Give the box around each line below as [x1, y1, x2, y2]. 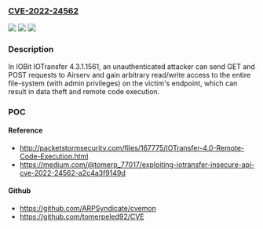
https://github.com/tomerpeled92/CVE [19, 212, 144, 221]
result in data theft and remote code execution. [8, 86, 160, 96]
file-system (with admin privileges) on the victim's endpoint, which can [8, 78, 238, 88]
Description [8, 44, 54, 55]
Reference [8, 125, 43, 135]
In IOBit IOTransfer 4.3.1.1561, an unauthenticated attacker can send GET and [8, 61, 255, 71]
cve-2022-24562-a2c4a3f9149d [19, 168, 126, 177]
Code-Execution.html [19, 151, 89, 161]
